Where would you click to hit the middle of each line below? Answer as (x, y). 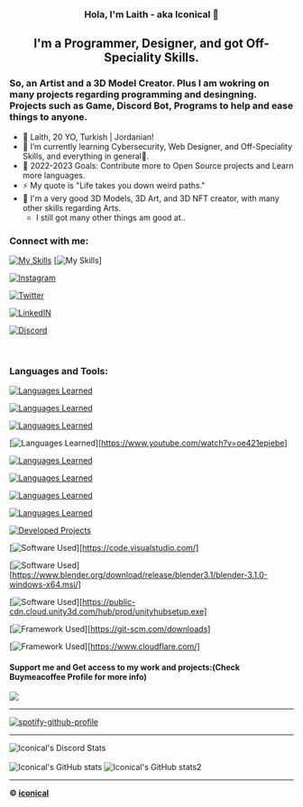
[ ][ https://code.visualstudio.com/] (104, 548)
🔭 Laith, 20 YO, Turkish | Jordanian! (88, 137)
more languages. (54, 175)
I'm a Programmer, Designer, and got (138, 44)
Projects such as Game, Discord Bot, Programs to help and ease (151, 105)
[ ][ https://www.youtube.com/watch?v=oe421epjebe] (148, 443)
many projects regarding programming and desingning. (133, 95)
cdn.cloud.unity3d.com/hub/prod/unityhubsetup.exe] (108, 611)
